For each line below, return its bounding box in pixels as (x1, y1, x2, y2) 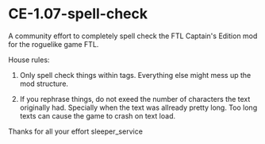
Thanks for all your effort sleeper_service (8, 126, 143, 136)
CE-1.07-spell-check (8, 5, 148, 23)
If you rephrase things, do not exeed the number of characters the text (19, 94, 251, 103)
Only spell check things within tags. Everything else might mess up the (19, 70, 252, 80)
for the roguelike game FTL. (8, 39, 99, 49)
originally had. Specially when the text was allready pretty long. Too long (19, 103, 258, 112)
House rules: (8, 55, 50, 64)
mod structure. (19, 79, 69, 88)
